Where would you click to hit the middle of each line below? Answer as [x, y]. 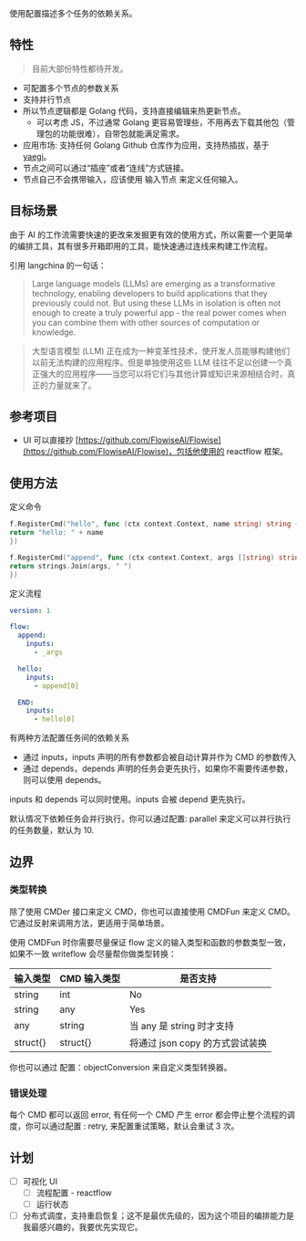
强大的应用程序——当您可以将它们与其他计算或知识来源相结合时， [163, 373]
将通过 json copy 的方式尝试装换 [198, 1043]
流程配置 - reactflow [74, 1193]
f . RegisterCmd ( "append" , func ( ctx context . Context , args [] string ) [142, 558]
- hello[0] [54, 719]
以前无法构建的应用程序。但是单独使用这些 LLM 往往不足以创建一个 [158, 362]
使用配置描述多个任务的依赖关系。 [73, 13]
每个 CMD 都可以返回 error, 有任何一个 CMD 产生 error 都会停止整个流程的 [148, 1115]
